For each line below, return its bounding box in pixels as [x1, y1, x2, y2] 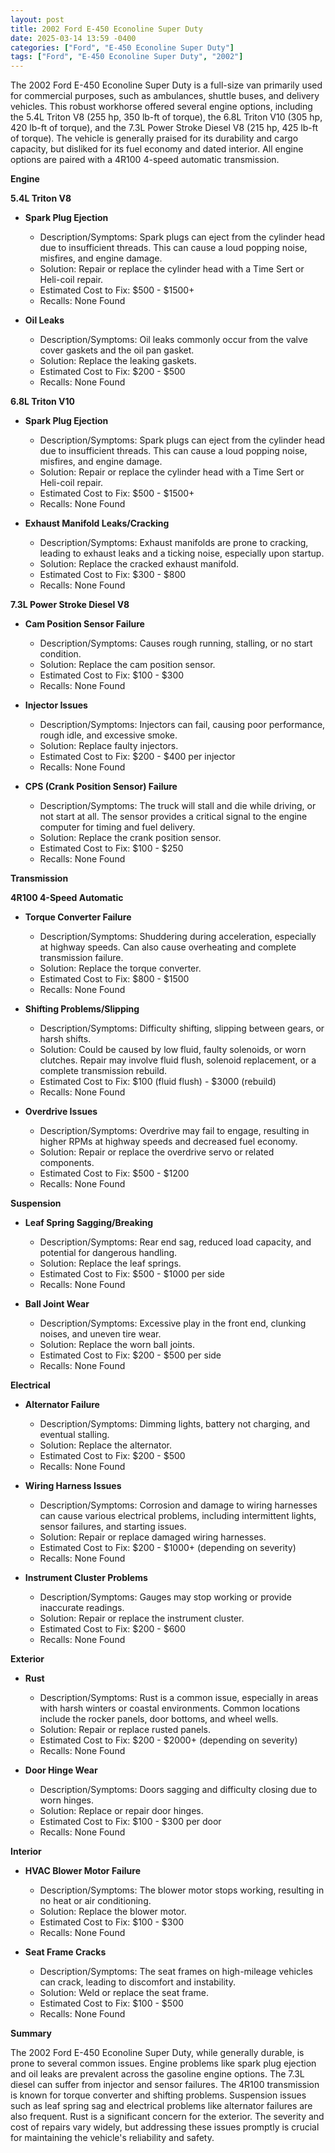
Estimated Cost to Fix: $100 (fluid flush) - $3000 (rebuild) [39, 1076, 277, 1088]
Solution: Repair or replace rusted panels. [39, 1724, 211, 1736]
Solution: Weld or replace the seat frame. [39, 1987, 209, 1999]
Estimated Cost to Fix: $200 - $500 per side [39, 1349, 222, 1361]
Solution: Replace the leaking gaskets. [39, 355, 197, 367]
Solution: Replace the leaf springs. [39, 1257, 182, 1270]
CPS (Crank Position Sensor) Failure [24, 781, 178, 793]
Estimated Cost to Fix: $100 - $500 [39, 1997, 184, 2010]
